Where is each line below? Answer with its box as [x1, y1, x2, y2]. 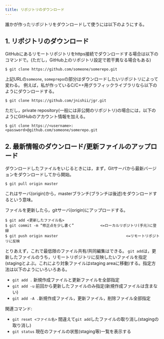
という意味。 [9, 197, 35, 203]
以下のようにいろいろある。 [13, 266, 70, 273]
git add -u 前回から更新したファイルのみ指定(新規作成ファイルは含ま [12, 283, 154, 289]
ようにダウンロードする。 [5, 88, 57, 94]
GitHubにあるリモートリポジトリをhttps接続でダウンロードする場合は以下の [5, 51, 159, 57]
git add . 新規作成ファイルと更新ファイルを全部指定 [12, 277, 120, 283]
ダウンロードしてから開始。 [18, 171, 74, 177]
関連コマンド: [5, 306, 33, 312]
